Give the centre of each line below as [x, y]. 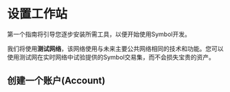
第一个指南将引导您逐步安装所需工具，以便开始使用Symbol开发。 [99, 34]
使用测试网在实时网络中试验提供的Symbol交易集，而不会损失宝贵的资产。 [111, 57]
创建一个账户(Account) [56, 81]
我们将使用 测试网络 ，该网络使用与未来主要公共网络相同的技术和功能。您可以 [115, 48]
